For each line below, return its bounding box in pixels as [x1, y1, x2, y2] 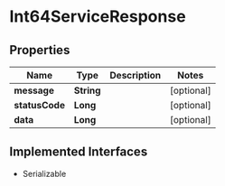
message [14, 84, 54, 97]
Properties [9, 42, 70, 58]
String [73, 84, 101, 97]
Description [109, 70, 161, 81]
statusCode [14, 99, 66, 111]
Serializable [22, 168, 67, 179]
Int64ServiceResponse [9, 6, 187, 27]
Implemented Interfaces [9, 144, 148, 160]
